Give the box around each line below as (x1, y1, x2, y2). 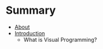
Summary (5, 4, 56, 17)
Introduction (14, 29, 45, 36)
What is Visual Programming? (23, 36, 98, 43)
